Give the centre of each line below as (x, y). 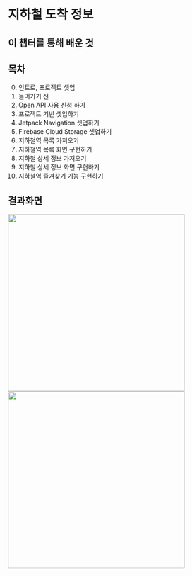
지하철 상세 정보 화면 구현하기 (59, 167)
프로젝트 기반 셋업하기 (49, 114)
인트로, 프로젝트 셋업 (47, 87)
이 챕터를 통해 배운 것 (51, 43)
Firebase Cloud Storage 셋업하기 (65, 132)
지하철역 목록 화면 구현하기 (55, 149)
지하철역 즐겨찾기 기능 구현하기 (61, 176)
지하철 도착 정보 (51, 15)
